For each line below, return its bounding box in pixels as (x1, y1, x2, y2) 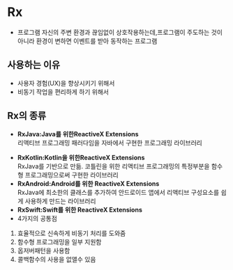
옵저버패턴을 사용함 (17, 246, 70, 255)
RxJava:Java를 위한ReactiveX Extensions (17, 129, 139, 138)
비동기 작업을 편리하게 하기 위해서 (17, 88, 110, 96)
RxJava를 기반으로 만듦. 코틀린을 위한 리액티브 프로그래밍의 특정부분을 (17, 161, 210, 170)
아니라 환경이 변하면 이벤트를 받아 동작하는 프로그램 (17, 36, 158, 45)
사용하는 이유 (7, 59, 61, 71)
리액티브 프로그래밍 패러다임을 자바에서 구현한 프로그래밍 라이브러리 (17, 138, 202, 147)
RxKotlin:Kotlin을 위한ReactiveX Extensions (17, 153, 145, 161)
